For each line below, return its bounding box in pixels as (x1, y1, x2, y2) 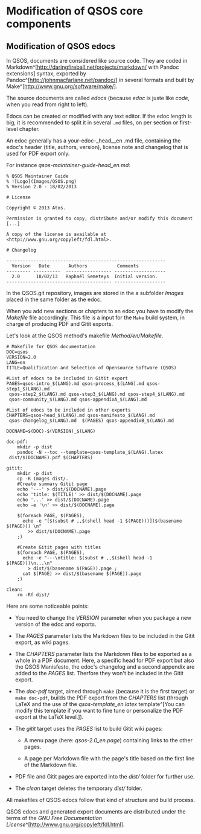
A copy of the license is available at (6, 231, 107, 237)
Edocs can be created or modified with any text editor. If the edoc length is (6, 113, 192, 119)
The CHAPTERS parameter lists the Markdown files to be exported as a (14, 651, 192, 657)
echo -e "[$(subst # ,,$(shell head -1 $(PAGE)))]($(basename (22, 518, 182, 524)
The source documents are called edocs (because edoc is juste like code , (6, 95, 190, 101)
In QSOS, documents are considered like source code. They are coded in (6, 57, 188, 64)
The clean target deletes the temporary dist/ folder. (14, 785, 143, 792)
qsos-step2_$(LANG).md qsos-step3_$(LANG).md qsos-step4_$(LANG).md (8, 391, 185, 397)
